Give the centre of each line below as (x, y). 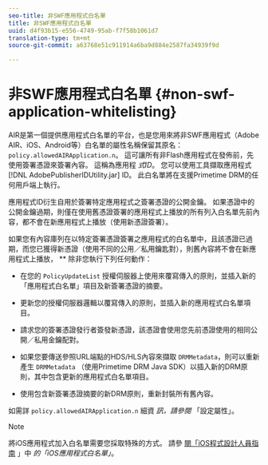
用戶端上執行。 (39, 185)
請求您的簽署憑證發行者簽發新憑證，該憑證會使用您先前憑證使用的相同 (135, 330)
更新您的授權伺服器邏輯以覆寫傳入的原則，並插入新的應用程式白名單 (132, 303)
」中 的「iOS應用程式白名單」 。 (67, 453)
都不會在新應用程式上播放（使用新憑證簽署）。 (97, 222)
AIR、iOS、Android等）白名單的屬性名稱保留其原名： (96, 145)
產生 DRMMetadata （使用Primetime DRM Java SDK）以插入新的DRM (130, 367)
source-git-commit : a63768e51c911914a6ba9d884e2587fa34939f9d (114, 46)
